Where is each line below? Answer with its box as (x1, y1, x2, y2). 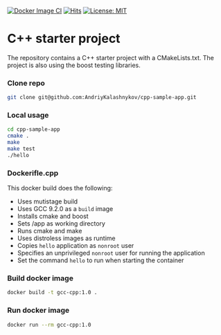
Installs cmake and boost (17, 212, 89, 221)
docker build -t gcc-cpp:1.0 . (7, 289, 98, 296)
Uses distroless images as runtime (17, 234, 116, 242)
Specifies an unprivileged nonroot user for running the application (17, 249, 206, 257)
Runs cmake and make (17, 227, 82, 235)
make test (7, 145, 36, 152)
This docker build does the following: (7, 184, 113, 192)
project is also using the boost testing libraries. (7, 61, 141, 69)
